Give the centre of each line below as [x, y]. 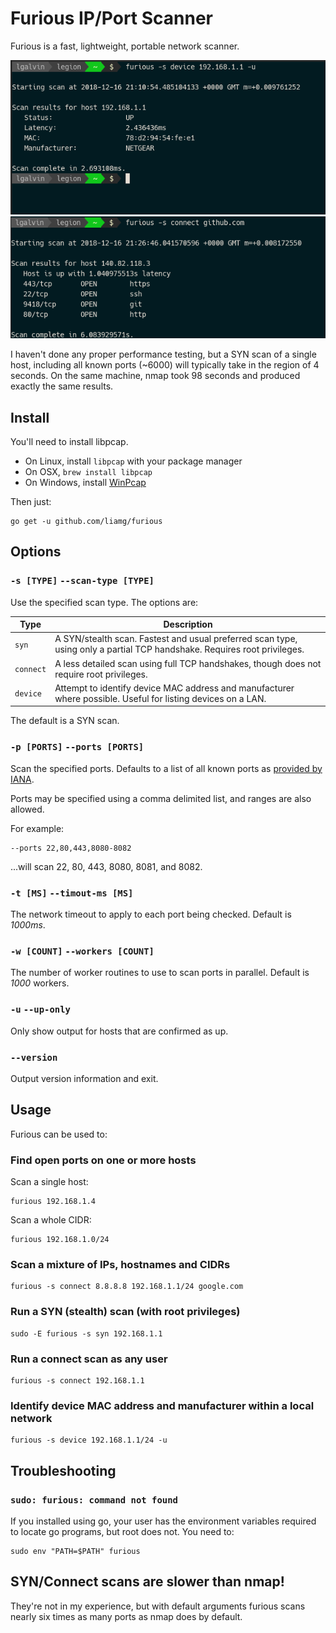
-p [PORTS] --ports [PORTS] [77, 747]
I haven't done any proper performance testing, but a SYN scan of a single [163, 354]
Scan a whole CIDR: [51, 1220]
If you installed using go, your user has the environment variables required [163, 1521]
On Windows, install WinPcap [85, 482]
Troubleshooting [63, 1470]
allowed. [27, 809]
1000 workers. [40, 983]
